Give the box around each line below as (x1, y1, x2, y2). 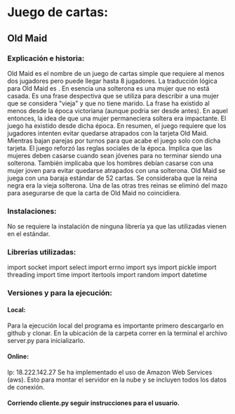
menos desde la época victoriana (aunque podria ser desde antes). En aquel (7, 106, 228, 115)
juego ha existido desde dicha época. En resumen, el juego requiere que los (7, 121, 227, 130)
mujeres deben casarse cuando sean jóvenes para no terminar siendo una (7, 151, 222, 160)
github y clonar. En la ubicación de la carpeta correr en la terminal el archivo (7, 328, 228, 337)
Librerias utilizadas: (7, 247, 76, 257)
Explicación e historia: (7, 53, 85, 63)
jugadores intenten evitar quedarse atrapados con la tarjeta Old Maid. (7, 129, 208, 137)
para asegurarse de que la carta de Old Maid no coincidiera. (7, 188, 181, 197)
